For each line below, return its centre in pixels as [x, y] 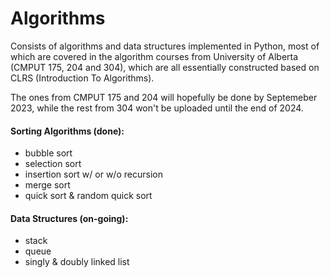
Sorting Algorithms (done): [67, 131]
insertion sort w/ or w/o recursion [93, 174]
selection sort [53, 164]
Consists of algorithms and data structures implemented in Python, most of [165, 46]
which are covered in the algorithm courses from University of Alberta [154, 56]
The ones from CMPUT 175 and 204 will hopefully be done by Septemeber [164, 97]
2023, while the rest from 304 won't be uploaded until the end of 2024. [157, 108]
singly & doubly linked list [77, 262]
